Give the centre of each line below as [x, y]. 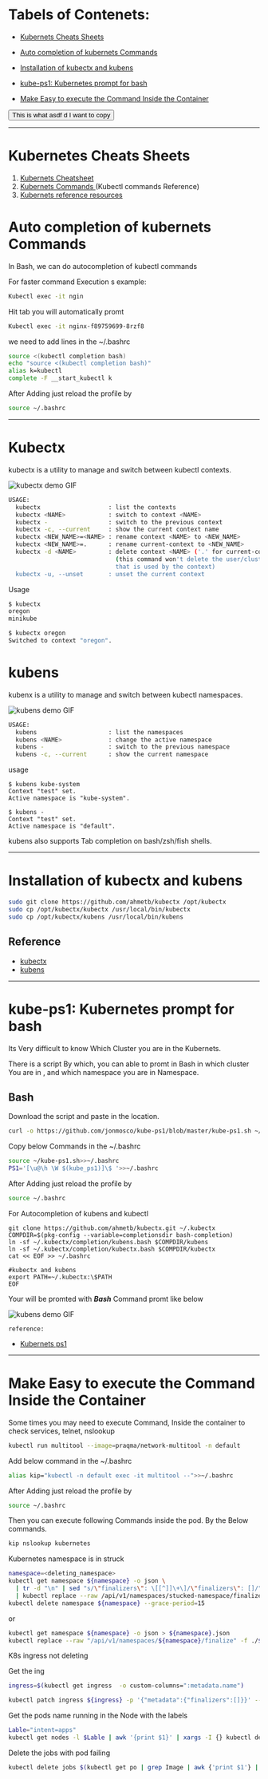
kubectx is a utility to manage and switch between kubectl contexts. [120, 469]
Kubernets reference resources [71, 195]
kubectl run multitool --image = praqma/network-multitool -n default [124, 1445]
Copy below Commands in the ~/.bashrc [75, 1146]
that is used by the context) [166, 567]
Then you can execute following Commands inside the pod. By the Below [128, 1520]
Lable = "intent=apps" [43, 1730]
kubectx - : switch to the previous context [119, 522]
